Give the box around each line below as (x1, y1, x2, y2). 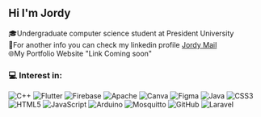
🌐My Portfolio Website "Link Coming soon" (8, 48, 152, 58)
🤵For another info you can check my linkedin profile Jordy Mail (8, 40, 217, 49)
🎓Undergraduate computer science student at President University (8, 28, 234, 38)
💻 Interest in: (8, 69, 63, 81)
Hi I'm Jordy (8, 6, 71, 20)
